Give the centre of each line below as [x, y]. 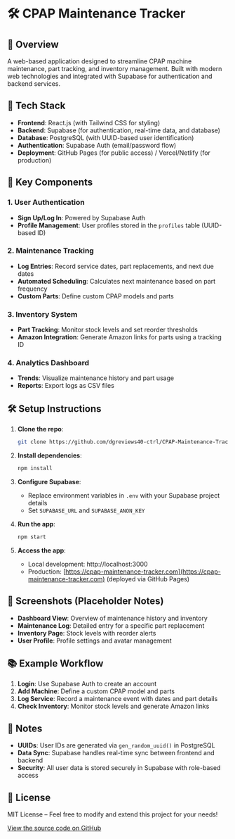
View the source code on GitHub [54, 828]
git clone [32, 442]
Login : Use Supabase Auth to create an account [87, 684]
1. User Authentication [46, 203]
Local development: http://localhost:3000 [88, 564]
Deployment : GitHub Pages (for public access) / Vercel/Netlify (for [114, 153]
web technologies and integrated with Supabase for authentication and [110, 76]
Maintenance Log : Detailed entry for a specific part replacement [111, 625]
